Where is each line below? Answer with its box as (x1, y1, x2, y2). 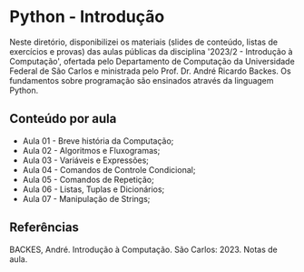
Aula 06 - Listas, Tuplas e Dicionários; (22, 184, 165, 195)
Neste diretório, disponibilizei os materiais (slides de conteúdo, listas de (9, 36, 279, 47)
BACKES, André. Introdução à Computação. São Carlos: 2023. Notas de (9, 244, 279, 255)
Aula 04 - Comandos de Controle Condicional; (22, 164, 196, 175)
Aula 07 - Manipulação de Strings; (22, 193, 151, 204)
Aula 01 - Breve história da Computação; (22, 135, 174, 146)
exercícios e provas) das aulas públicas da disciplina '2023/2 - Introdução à (9, 45, 293, 56)
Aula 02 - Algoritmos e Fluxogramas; (22, 145, 161, 156)
